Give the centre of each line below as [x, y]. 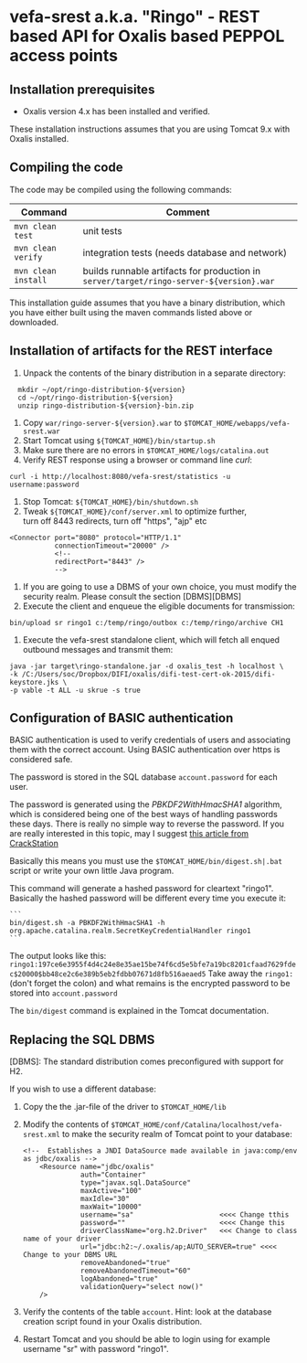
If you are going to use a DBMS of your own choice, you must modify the [159, 586]
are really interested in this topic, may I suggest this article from [129, 834]
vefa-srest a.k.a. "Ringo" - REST [135, 17]
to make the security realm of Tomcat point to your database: [177, 1134]
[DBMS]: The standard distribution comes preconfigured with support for [147, 1061]
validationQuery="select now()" [142, 1287]
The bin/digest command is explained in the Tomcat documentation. [139, 1011]
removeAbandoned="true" [126, 1263]
